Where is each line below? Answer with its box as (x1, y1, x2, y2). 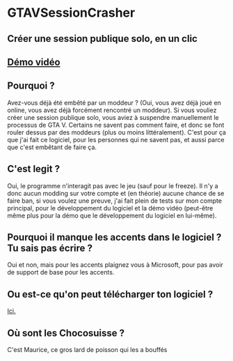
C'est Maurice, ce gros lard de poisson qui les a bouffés (7, 346, 168, 354)
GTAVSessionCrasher (7, 5, 136, 21)
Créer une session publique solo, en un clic (7, 33, 198, 45)
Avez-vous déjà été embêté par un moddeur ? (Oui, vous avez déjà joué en (7, 98, 221, 107)
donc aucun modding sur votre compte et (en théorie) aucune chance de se (7, 189, 225, 197)
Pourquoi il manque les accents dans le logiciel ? (7, 231, 222, 243)
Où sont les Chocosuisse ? (7, 327, 125, 339)
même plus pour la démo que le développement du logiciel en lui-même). (7, 211, 217, 220)
